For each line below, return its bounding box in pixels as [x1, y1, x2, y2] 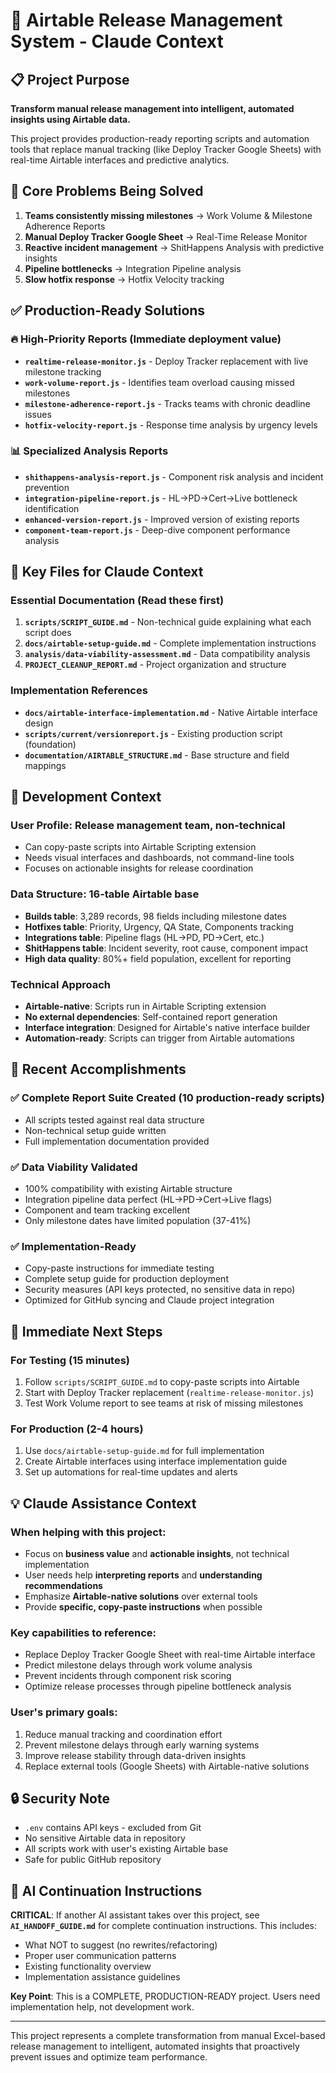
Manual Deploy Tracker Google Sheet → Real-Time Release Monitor [24, 230, 308, 243]
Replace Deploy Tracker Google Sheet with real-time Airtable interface [24, 1649, 316, 1661]
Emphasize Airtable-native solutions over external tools [24, 1590, 258, 1603]
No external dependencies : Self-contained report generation [24, 1011, 278, 1023]
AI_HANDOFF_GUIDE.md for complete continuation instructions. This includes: [10, 1920, 317, 1932]
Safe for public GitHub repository [24, 1854, 162, 1866]
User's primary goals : [10, 1705, 118, 1719]
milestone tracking [24, 365, 102, 378]
